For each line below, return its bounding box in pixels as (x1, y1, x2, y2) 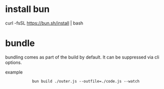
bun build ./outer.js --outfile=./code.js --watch (31, 78, 140, 83)
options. (5, 59, 22, 65)
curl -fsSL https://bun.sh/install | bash (5, 20, 83, 26)
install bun (5, 3, 50, 15)
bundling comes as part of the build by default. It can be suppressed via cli (5, 54, 159, 60)
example (5, 69, 23, 75)
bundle (5, 37, 35, 49)
